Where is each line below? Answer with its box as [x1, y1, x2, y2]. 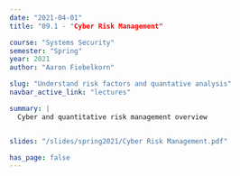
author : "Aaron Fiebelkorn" [9, 63, 115, 72]
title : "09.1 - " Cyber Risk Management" [9, 22, 164, 31]
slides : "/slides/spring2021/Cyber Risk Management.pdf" [9, 136, 228, 145]
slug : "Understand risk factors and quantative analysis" [9, 79, 232, 88]
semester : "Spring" [9, 46, 83, 55]
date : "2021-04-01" [9, 13, 83, 23]
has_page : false [9, 153, 70, 162]
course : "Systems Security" [9, 38, 115, 47]
